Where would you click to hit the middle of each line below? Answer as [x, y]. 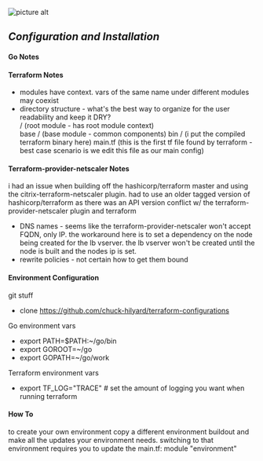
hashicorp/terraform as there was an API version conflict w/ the [111, 203]
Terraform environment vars [54, 372]
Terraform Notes [36, 75]
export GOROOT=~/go [56, 349]
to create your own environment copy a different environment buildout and [129, 431]
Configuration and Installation [84, 37]
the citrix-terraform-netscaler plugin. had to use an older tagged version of [129, 194]
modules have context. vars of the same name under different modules [134, 92]
